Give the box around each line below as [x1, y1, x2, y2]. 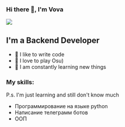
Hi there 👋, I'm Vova [6, 5, 64, 14]
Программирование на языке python [14, 103, 108, 110]
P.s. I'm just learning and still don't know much [6, 91, 120, 99]
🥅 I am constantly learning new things [14, 63, 106, 71]
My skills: [6, 78, 34, 86]
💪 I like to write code [14, 51, 65, 58]
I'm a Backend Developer [6, 35, 100, 45]
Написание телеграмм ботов [14, 109, 88, 116]
